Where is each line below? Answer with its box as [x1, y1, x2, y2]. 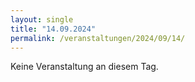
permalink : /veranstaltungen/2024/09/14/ [10, 33, 186, 43]
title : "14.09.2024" [10, 24, 97, 34]
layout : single [10, 14, 74, 25]
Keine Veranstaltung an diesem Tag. [10, 61, 159, 73]
